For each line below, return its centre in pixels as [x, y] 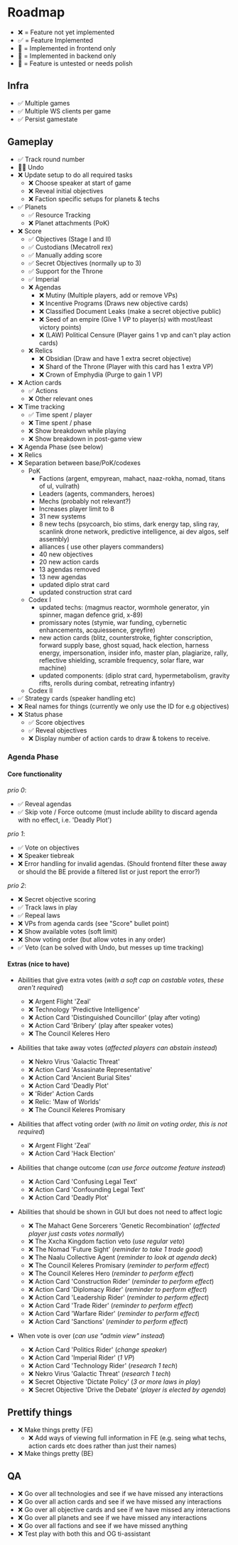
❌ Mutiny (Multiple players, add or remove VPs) [108, 295]
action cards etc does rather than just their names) [102, 1446]
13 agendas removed [70, 569]
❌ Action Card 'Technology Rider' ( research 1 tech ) [103, 1365]
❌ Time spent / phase [60, 422]
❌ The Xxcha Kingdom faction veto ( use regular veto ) [107, 1241]
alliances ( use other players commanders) [102, 546]
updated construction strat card [85, 592]
